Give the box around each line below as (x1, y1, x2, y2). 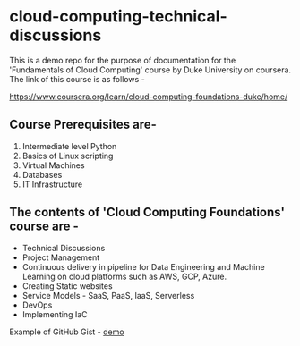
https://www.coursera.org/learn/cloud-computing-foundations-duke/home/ (9, 91, 288, 102)
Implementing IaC (21, 308, 88, 319)
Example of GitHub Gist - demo (9, 326, 124, 337)
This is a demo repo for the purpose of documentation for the (9, 55, 236, 65)
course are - (9, 219, 79, 234)
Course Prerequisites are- (9, 117, 157, 132)
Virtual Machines (21, 159, 85, 171)
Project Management (21, 252, 100, 263)
